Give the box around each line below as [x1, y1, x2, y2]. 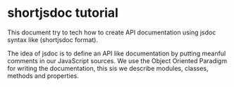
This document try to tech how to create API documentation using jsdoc [7, 28, 216, 36]
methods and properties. [7, 72, 80, 80]
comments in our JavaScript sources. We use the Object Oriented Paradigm [7, 56, 228, 65]
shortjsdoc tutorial [7, 5, 118, 21]
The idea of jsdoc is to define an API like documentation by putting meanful [7, 49, 226, 58]
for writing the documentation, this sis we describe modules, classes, [7, 64, 209, 72]
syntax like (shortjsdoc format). [7, 35, 99, 43]
